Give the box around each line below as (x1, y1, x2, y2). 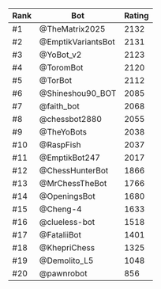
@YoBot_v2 (39, 49, 82, 60)
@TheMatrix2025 (39, 24, 106, 34)
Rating (123, 10, 149, 21)
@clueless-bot (39, 217, 95, 227)
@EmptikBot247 (39, 152, 101, 163)
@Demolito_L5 (39, 255, 94, 266)
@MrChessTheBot (39, 178, 107, 188)
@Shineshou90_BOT (39, 88, 117, 98)
